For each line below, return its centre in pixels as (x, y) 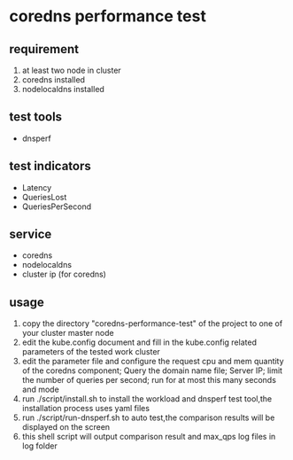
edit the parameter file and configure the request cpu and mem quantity (153, 362)
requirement (44, 49)
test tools (36, 117)
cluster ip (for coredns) (64, 274)
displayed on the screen (66, 427)
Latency (37, 187)
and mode (40, 390)
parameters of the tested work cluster (91, 352)
